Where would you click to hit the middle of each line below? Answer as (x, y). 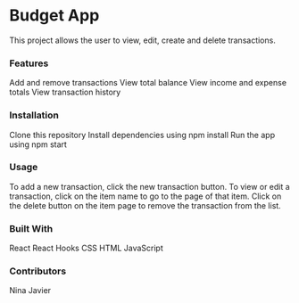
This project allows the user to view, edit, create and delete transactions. (143, 40)
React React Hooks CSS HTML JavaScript (86, 248)
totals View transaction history (65, 92)
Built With (31, 228)
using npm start (38, 144)
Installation (34, 115)
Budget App (54, 16)
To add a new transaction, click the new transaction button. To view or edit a (149, 186)
